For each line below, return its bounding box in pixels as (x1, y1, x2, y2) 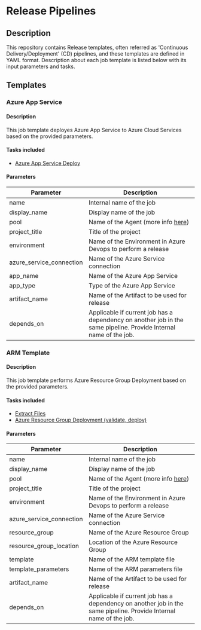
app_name (9, 271, 39, 280)
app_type (9, 281, 36, 289)
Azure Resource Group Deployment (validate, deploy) (14, 417, 147, 424)
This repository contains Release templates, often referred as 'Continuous (6, 44, 188, 51)
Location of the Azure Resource (89, 538, 178, 546)
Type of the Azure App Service (89, 281, 175, 289)
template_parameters (9, 565, 69, 573)
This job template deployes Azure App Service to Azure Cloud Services (6, 126, 182, 133)
